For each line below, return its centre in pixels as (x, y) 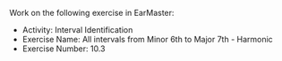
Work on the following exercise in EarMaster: (92, 13)
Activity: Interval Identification (77, 30)
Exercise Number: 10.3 (64, 49)
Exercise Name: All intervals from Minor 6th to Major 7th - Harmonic (147, 39)
